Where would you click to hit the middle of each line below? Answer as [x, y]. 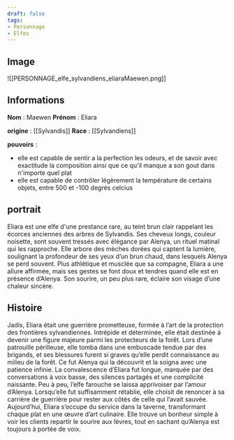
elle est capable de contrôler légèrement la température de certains [115, 180]
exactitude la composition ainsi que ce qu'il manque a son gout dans [116, 165]
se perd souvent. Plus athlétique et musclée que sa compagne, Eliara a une [115, 264]
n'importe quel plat [44, 173]
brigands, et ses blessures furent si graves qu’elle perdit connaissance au [113, 355]
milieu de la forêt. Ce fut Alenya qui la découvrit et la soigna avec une [107, 362]
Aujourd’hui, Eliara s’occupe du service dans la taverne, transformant [107, 406]
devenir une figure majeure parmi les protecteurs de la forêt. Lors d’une [110, 339]
